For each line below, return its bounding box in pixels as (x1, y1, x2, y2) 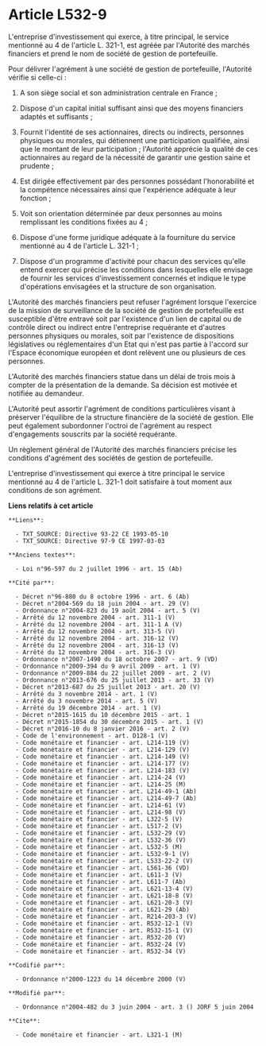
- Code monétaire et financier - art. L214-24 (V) (15, 773, 187, 781)
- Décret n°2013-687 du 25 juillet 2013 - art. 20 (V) (15, 683, 201, 691)
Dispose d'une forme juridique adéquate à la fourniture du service (19, 232, 236, 242)
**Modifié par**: (8, 989, 66, 997)
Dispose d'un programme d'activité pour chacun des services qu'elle (19, 256, 246, 265)
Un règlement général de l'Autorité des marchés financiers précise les (8, 444, 237, 454)
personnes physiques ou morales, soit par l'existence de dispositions (8, 331, 234, 340)
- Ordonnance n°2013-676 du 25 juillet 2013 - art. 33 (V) (15, 676, 215, 684)
